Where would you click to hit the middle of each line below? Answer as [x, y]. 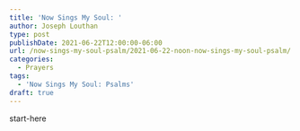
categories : [31, 59]
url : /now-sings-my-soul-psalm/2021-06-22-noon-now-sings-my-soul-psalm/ [150, 51]
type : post [30, 34]
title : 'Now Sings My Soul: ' [66, 17]
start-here [28, 118]
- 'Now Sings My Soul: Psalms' [76, 84]
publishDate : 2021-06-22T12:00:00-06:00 [86, 43]
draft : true [31, 92]
